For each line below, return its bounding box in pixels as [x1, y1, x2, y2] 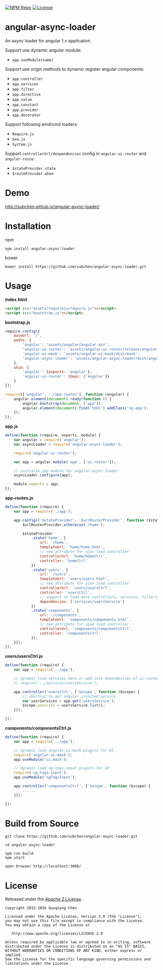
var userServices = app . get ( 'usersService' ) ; [22, 698, 116, 703]
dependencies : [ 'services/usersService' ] [39, 599, 125, 604]
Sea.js [12, 137, 26, 141]
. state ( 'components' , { [31, 608, 79, 613]
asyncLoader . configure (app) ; [14, 473, 73, 478]
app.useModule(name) [12, 58, 54, 62]
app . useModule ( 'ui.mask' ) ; [14, 757, 68, 762]
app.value [12, 97, 33, 102]
